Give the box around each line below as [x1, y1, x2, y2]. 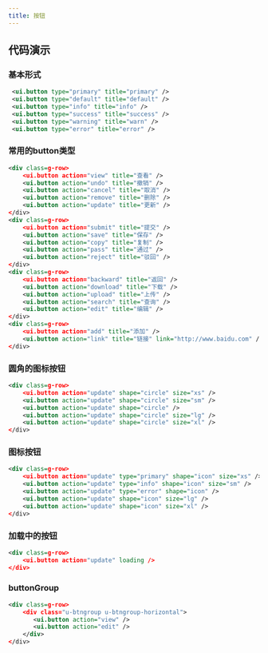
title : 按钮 [8, 11, 45, 20]
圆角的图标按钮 [8, 363, 66, 374]
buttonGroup [8, 583, 60, 594]
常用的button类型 [8, 145, 76, 157]
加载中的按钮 [8, 530, 58, 541]
